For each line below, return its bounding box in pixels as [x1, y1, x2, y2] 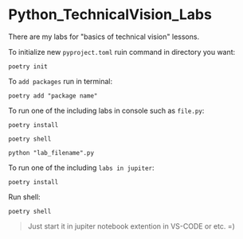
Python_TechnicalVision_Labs [8, 6, 213, 24]
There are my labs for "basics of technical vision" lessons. [8, 32, 200, 41]
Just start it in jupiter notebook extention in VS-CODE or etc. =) [27, 221, 235, 231]
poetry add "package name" [8, 91, 98, 100]
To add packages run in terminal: [8, 76, 113, 86]
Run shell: [8, 192, 41, 202]
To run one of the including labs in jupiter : [8, 163, 155, 172]
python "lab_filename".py [8, 148, 94, 156]
